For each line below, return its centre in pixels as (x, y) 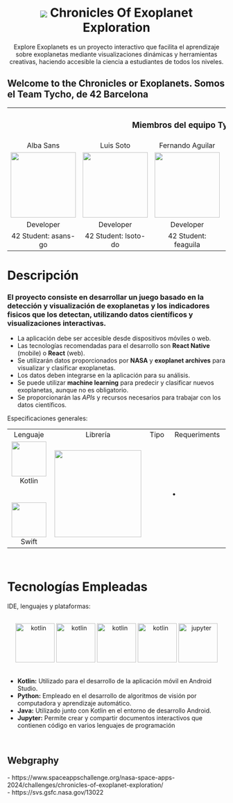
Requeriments (197, 435)
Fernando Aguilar (187, 145)
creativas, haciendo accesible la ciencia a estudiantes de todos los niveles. (116, 61)
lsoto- (135, 236)
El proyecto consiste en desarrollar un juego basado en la (106, 297)
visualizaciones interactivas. (57, 323)
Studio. (27, 689)
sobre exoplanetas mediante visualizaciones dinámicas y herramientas (116, 54)
